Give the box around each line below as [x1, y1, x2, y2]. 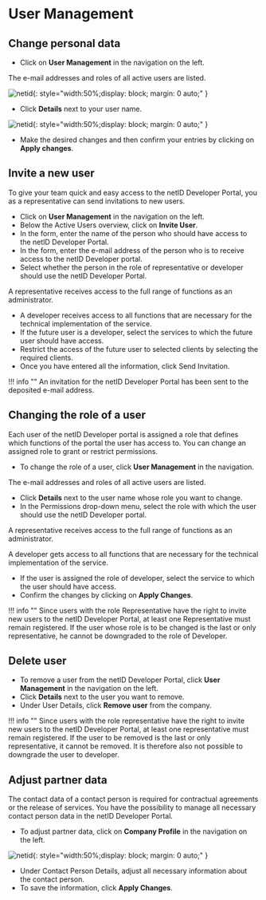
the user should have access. [19, 582, 117, 591]
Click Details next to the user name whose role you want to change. [19, 492, 243, 503]
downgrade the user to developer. [8, 750, 119, 760]
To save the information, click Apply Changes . [19, 883, 173, 893]
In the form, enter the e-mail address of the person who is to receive [19, 245, 244, 255]
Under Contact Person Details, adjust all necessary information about [19, 866, 248, 876]
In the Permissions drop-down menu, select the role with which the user [19, 501, 256, 511]
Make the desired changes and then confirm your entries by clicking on [19, 135, 255, 144]
